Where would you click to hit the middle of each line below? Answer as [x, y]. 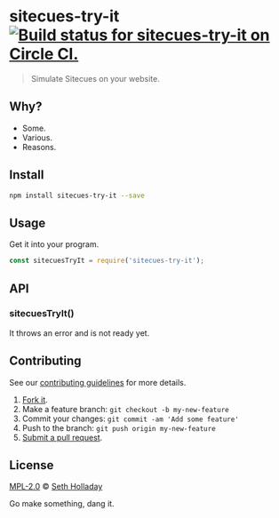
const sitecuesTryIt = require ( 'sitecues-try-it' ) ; [107, 261]
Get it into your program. [54, 244]
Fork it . [35, 399]
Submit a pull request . [62, 437]
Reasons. [39, 147]
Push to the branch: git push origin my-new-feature [119, 427]
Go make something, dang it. [62, 504]
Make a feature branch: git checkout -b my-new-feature [125, 409]
